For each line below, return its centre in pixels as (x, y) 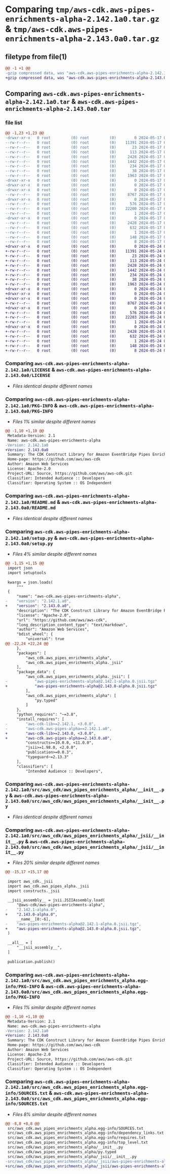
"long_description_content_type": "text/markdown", (72, 625)
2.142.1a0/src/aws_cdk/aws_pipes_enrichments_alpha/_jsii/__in (85, 836)
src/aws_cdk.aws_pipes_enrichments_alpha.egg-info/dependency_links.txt (86, 1133)
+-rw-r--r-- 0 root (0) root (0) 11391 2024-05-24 (83, 251)
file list (14, 122)
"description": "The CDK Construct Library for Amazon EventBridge (89, 611)
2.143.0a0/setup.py (29, 544)
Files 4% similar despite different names (55, 554)
